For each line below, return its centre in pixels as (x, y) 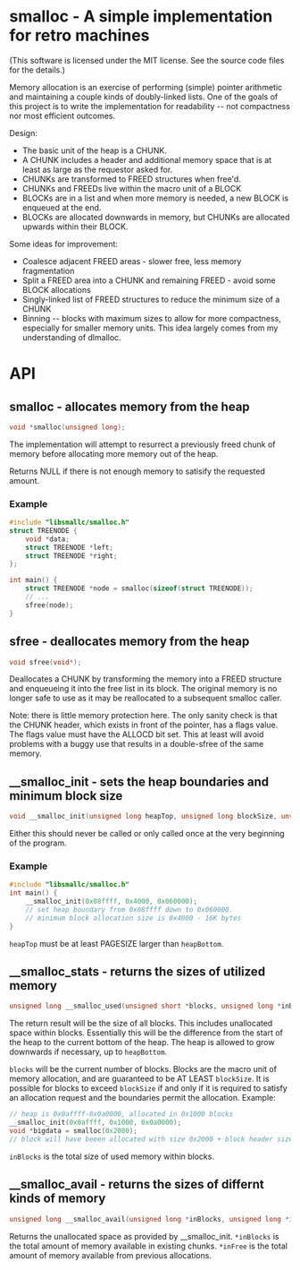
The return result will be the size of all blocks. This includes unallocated (141, 1024)
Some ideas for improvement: (64, 244)
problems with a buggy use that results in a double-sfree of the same (137, 744)
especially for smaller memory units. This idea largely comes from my (150, 328)
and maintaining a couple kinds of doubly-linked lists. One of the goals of (144, 97)
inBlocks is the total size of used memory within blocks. (112, 1156)
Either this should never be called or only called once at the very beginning (147, 834)
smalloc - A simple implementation (141, 17)
